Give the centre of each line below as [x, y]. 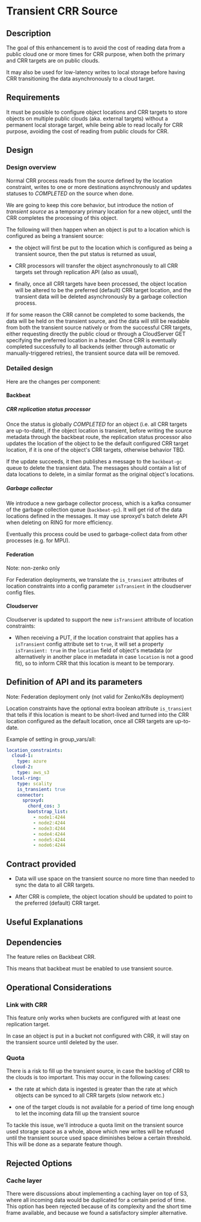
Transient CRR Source [62, 11]
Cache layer [24, 1180]
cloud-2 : [22, 767]
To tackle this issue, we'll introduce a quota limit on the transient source [95, 1125]
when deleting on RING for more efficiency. [59, 523]
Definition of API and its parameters [74, 682]
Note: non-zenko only [33, 568]
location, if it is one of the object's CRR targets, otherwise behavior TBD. [96, 450]
